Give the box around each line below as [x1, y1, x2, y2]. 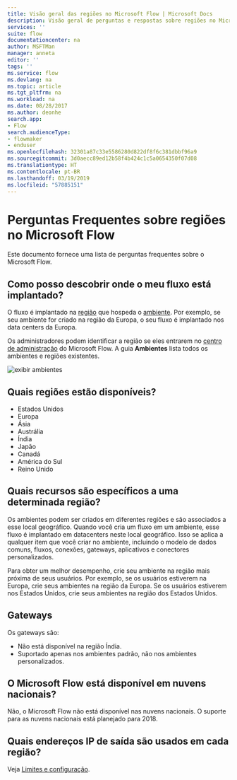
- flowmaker [7, 135, 42, 142]
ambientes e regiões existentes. [7, 351, 100, 361]
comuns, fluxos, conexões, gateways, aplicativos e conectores [7, 545, 190, 554]
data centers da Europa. [7, 323, 78, 332]
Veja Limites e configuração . [7, 765, 90, 774]
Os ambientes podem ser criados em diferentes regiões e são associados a [7, 515, 226, 523]
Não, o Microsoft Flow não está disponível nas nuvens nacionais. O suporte [7, 707, 226, 716]
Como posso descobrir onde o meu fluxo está [7, 278, 212, 290]
